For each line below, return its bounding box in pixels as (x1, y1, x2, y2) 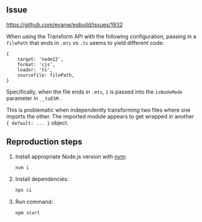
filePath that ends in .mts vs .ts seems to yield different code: (6, 39, 164, 46)
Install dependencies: (15, 175, 69, 183)
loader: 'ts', (17, 67, 53, 73)
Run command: (15, 198, 53, 205)
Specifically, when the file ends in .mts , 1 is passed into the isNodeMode (6, 88, 183, 95)
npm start (15, 209, 41, 216)
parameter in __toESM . (6, 94, 62, 102)
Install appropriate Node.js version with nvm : (15, 153, 127, 160)
